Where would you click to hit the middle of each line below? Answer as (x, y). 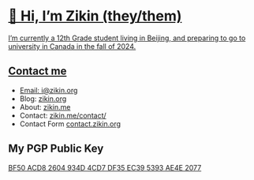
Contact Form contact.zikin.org (70, 124)
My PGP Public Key (56, 149)
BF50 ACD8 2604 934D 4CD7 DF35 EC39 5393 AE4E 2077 (105, 167)
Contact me (37, 71)
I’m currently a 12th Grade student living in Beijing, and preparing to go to (127, 38)
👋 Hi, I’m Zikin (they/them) (95, 16)
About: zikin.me (45, 107)
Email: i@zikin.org (49, 90)
